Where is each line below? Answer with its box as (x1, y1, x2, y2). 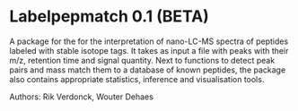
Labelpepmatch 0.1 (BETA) (9, 6, 209, 27)
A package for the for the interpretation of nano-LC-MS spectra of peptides (9, 36, 289, 47)
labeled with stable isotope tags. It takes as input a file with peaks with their (9, 45, 289, 55)
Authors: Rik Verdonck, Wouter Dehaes (9, 91, 154, 102)
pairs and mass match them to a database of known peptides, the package (9, 64, 286, 75)
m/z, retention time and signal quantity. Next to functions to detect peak (9, 55, 276, 65)
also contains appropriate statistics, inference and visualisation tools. (9, 73, 265, 84)
